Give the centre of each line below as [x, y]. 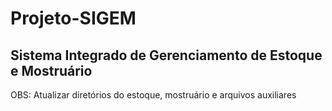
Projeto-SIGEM [73, 18]
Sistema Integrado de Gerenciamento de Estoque [166, 55]
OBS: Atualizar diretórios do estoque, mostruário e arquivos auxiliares [153, 95]
